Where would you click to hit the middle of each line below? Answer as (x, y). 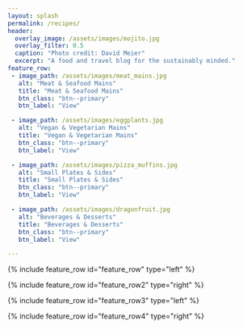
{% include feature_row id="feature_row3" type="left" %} (103, 301)
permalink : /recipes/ (44, 23)
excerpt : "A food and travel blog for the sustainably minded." (125, 61)
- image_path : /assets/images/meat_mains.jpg (89, 76)
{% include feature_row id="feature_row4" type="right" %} (106, 316)
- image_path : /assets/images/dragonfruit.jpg (91, 210)
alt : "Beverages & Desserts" (67, 217)
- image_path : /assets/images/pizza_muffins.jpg (94, 165)
